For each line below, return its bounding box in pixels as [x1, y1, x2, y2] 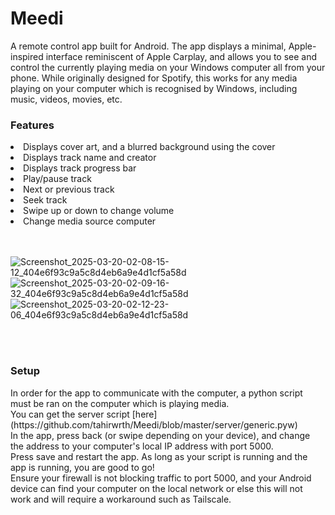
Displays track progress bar [23, 162, 137, 174]
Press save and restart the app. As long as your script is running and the [10, 450, 308, 462]
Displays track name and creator [23, 152, 157, 164]
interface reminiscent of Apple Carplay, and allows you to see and [45, 50, 318, 62]
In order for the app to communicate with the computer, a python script [10, 387, 303, 399]
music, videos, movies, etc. [10, 93, 123, 105]
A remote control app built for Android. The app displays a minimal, [10, 40, 287, 52]
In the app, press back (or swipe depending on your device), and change [10, 429, 311, 441]
